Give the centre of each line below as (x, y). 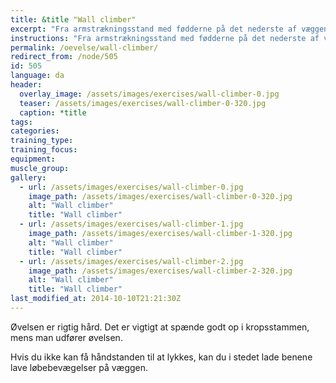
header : (26, 85)
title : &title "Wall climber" (73, 19)
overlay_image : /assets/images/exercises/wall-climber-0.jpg (149, 94)
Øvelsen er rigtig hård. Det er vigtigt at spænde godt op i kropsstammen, (160, 327)
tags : (21, 122)
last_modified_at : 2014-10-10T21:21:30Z (96, 299)
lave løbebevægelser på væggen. (79, 367)
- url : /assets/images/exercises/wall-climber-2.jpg (131, 261)
